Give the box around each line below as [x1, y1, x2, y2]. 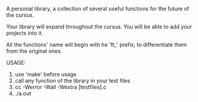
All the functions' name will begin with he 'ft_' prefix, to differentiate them [6, 41, 187, 48]
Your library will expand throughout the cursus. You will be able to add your [6, 23, 193, 30]
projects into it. [6, 29, 43, 37]
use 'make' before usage [14, 71, 77, 77]
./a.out [14, 90, 32, 97]
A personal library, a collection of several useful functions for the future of [6, 5, 190, 12]
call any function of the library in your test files [14, 77, 130, 84]
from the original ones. [6, 47, 62, 55]
